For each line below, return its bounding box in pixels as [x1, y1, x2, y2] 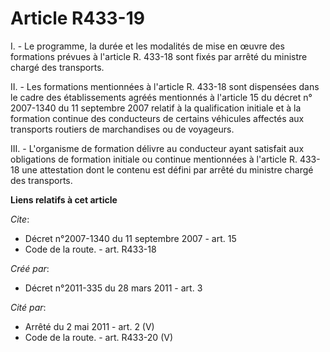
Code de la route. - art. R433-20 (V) [24, 331, 174, 343]
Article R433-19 [10, 7, 145, 30]
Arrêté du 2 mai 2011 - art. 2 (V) [24, 320, 155, 332]
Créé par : [10, 262, 50, 274]
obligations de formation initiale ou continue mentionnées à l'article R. [10, 153, 298, 165]
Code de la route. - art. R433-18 [24, 243, 157, 255]
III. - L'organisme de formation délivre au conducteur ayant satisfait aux [10, 142, 305, 154]
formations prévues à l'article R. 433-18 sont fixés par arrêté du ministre [10, 50, 308, 62]
